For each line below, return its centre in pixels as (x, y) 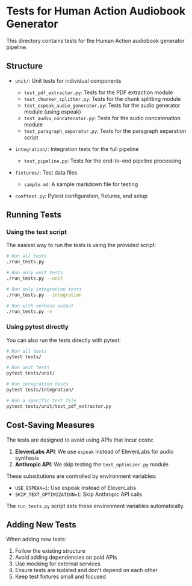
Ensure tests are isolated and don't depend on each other (86, 570)
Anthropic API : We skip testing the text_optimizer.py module (91, 464)
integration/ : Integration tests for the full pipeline (77, 149)
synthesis (27, 458)
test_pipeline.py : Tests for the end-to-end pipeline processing (103, 161)
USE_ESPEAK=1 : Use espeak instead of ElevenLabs (76, 488)
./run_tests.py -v (29, 311)
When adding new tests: (36, 539)
